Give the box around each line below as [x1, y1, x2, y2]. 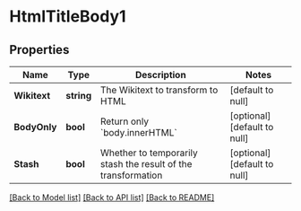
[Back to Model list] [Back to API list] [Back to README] [9, 192, 215, 203]
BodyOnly [13, 121, 57, 133]
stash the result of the [99, 158, 193, 170]
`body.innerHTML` [99, 127, 177, 138]
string [65, 90, 92, 101]
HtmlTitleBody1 [9, 6, 127, 27]
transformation [99, 169, 163, 181]
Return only [99, 115, 150, 127]
